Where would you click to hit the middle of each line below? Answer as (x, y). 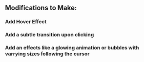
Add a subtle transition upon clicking (50, 35)
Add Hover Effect (26, 22)
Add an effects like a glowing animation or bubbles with (72, 48)
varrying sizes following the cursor (47, 54)
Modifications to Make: (41, 8)
